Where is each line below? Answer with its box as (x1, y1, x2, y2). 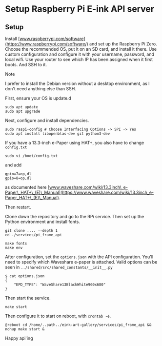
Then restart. (5, 204, 31, 210)
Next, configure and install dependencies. (5, 118, 89, 123)
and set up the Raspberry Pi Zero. (89, 41, 157, 47)
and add (5, 162, 22, 168)
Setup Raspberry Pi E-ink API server (5, 3, 155, 15)
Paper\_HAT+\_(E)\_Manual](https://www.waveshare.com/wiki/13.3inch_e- (5, 189, 154, 195)
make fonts (5, 241, 27, 246)
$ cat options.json (5, 274, 45, 279)
